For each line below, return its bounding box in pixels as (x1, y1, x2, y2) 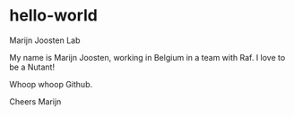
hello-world (9, 5, 99, 26)
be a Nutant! (9, 62, 56, 72)
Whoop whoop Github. (9, 79, 92, 89)
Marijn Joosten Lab (9, 35, 81, 46)
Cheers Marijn (9, 95, 62, 107)
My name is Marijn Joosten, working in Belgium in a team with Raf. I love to (9, 52, 286, 62)
